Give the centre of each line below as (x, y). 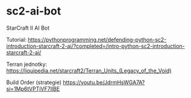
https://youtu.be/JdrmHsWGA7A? (104, 82)
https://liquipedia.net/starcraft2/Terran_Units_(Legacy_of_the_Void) (89, 70)
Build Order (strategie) (34, 82)
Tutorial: (17, 39)
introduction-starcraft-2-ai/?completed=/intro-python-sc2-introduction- (95, 46)
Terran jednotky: (27, 64)
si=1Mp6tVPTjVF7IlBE (33, 88)
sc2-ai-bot (34, 11)
